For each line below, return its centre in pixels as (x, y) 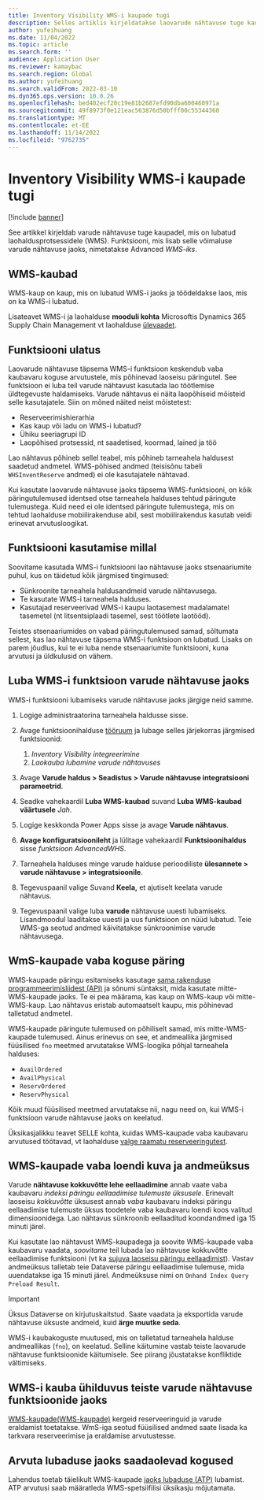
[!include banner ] (36, 217)
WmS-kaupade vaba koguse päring (97, 961)
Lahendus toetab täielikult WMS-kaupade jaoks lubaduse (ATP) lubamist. (126, 1479)
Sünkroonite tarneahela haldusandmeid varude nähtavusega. (118, 591)
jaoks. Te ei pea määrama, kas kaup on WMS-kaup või (147, 996)
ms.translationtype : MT (47, 118)
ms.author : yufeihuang (45, 81)
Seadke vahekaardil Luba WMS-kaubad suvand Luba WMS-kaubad (130, 801)
